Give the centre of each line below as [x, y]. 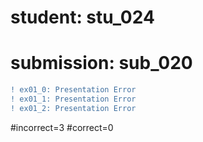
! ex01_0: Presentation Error [73, 90]
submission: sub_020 [101, 63]
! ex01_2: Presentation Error [73, 108]
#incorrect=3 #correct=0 [62, 127]
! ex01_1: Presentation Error [73, 99]
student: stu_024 [82, 17]
